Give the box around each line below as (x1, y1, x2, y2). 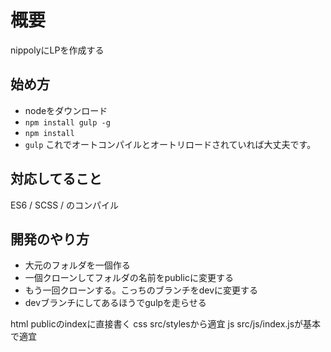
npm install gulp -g (24, 117, 111, 128)
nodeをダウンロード (24, 104, 108, 116)
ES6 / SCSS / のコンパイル (10, 199, 120, 211)
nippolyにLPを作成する (10, 44, 105, 56)
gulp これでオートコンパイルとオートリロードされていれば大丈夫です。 (24, 138, 317, 150)
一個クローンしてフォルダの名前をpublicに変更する (24, 272, 234, 284)
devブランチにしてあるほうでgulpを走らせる (24, 297, 207, 309)
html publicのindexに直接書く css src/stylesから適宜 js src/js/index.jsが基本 (10, 318, 322, 330)
